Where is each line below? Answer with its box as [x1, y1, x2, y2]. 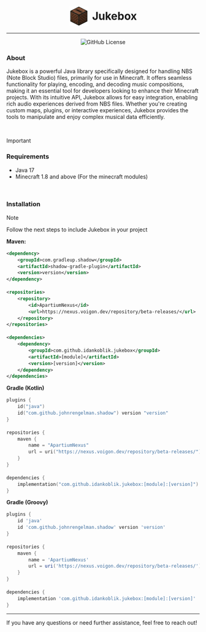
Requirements [6, 152, 50, 161]
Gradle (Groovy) [6, 499, 48, 506]
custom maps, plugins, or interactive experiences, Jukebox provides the [6, 107, 189, 114]
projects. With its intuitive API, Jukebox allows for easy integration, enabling [6, 94, 198, 101]
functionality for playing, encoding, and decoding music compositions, [6, 80, 185, 88]
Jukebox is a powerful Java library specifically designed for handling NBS [6, 67, 193, 75]
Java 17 [15, 166, 35, 174]
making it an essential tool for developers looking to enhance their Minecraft [6, 87, 199, 94]
